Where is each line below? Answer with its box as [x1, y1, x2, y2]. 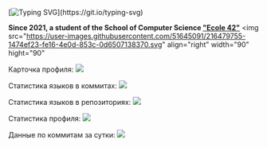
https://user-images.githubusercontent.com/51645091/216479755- [26, 32, 246, 41]
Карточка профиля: [8, 64, 74, 74]
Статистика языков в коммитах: [8, 81, 117, 91]
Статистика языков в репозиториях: [8, 98, 132, 106]
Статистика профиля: [8, 114, 81, 123]
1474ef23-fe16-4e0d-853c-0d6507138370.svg [8, 40, 163, 49]
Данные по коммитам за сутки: [8, 130, 116, 139]
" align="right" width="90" [162, 40, 249, 49]
